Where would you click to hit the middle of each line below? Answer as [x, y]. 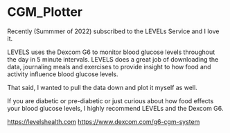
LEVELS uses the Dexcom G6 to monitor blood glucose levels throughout [111, 52]
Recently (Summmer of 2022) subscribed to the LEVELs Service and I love [113, 31]
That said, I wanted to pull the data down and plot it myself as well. [102, 87]
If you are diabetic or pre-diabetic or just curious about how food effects [110, 100]
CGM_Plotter [45, 12]
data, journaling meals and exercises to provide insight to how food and [109, 66]
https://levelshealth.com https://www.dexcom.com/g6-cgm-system [104, 121]
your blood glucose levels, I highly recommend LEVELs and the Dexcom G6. [115, 108]
